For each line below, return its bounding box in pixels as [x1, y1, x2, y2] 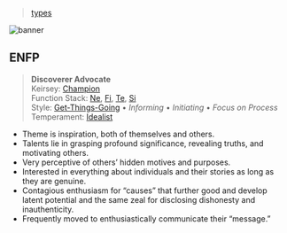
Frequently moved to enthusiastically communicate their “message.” [21, 213, 272, 224]
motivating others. [21, 147, 89, 158]
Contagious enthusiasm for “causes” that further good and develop [21, 185, 268, 196]
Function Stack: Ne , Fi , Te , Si [30, 92, 136, 103]
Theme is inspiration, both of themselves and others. [21, 128, 215, 139]
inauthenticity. [21, 204, 74, 214]
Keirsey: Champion [30, 83, 100, 94]
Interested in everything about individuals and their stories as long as [21, 166, 275, 176]
